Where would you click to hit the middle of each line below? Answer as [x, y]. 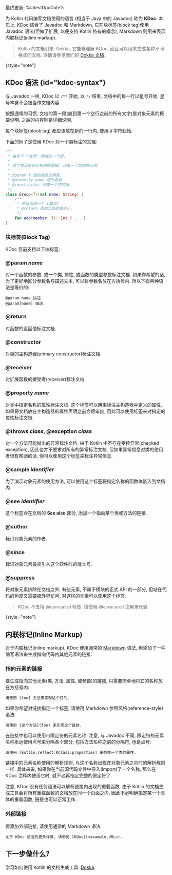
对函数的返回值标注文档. [31, 328]
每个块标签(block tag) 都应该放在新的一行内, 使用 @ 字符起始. [69, 130]
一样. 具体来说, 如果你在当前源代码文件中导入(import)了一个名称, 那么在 [81, 769]
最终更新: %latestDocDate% [35, 7]
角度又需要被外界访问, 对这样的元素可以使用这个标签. [70, 596]
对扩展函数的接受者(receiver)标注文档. [46, 379]
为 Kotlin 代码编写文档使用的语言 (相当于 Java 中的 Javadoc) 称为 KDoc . [81, 18]
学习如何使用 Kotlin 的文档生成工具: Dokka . [51, 867]
